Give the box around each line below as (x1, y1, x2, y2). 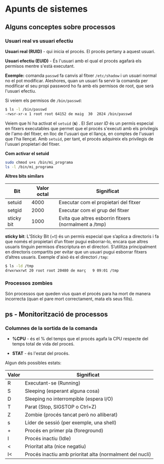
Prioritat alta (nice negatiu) (24, 443, 86, 450)
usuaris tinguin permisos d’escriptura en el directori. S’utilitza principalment (5, 244, 157, 250)
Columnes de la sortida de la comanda (5, 325, 98, 331)
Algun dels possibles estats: (5, 360, 62, 366)
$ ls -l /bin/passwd (5, 107, 47, 112)
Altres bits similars (5, 173, 44, 179)
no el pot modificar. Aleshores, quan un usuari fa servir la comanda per (5, 77, 148, 83)
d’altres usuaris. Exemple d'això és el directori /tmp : (5, 254, 109, 260)
